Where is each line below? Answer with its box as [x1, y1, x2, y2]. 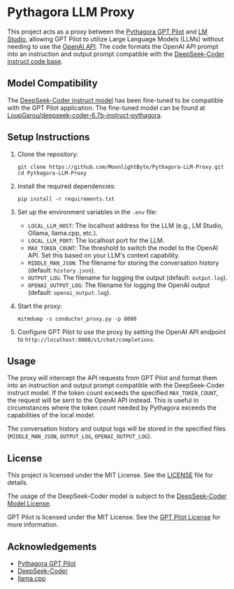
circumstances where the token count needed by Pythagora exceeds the [7, 403, 217, 412]
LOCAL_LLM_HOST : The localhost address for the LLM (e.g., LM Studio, [27, 221, 224, 230]
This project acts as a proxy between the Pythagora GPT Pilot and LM [7, 27, 208, 36]
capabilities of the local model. [7, 411, 96, 420]
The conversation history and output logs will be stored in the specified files [7, 424, 226, 433]
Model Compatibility [7, 78, 98, 90]
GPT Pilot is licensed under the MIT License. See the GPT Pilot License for [7, 513, 221, 522]
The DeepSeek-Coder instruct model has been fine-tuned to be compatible [7, 96, 224, 104]
